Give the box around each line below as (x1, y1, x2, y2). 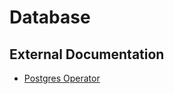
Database (9, 6, 91, 29)
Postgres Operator (23, 72, 101, 84)
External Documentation (9, 46, 165, 63)
